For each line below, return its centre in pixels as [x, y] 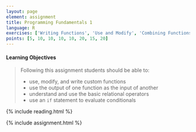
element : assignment [31, 17]
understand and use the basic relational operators [89, 94]
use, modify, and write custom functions [78, 82]
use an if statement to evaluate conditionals [82, 100]
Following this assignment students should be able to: [85, 70]
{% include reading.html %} [39, 112]
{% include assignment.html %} [44, 123]
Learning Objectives [31, 57]
